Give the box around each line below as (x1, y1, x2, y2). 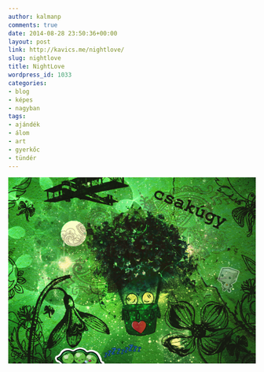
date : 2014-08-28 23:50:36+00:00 (8, 29, 118, 37)
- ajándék (8, 121, 41, 129)
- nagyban (8, 104, 41, 112)
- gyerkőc (8, 146, 41, 154)
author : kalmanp (8, 13, 61, 20)
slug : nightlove (8, 54, 61, 62)
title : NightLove (8, 63, 65, 71)
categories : (8, 79, 47, 87)
